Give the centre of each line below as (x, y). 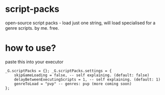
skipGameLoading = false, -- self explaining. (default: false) (82, 75)
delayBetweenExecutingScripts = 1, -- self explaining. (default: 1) (87, 79)
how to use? (30, 48)
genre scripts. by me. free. (32, 28)
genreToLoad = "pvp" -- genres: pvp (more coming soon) (73, 84)
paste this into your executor (34, 62)
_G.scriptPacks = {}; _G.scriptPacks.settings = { (58, 71)
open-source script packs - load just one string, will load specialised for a (80, 23)
